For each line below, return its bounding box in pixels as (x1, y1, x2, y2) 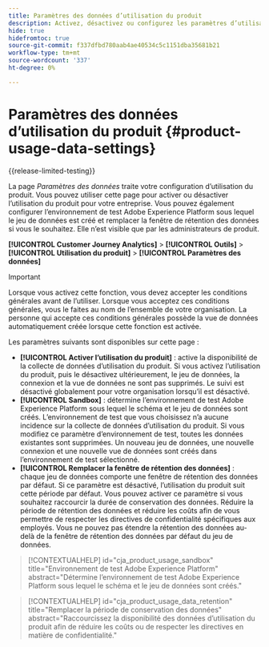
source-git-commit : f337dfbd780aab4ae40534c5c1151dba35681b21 (8, 42, 220, 50)
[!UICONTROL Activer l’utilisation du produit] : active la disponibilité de (19, 352, 258, 362)
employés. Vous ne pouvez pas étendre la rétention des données (19, 522, 235, 532)
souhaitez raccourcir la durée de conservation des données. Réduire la (19, 497, 254, 507)
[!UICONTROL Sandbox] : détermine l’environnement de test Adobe (19, 395, 244, 404)
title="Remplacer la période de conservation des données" (27, 605, 223, 614)
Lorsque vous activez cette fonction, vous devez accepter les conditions (8, 287, 248, 297)
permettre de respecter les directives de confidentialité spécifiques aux (19, 514, 256, 524)
